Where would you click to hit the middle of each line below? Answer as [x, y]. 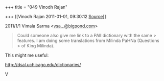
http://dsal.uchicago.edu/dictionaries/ [43, 65]
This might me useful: [27, 55]
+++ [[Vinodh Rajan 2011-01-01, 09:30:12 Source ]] [56, 16]
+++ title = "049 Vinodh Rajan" [36, 7]
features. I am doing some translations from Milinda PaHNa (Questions [88, 40]
